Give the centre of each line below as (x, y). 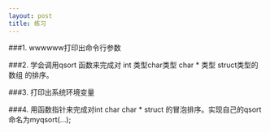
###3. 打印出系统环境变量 (52, 92)
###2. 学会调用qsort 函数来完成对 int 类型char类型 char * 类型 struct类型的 (133, 65)
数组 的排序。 (31, 75)
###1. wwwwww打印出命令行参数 (65, 47)
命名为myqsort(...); (40, 119)
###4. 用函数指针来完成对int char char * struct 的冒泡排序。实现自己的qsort (135, 109)
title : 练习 (27, 23)
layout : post (30, 16)
